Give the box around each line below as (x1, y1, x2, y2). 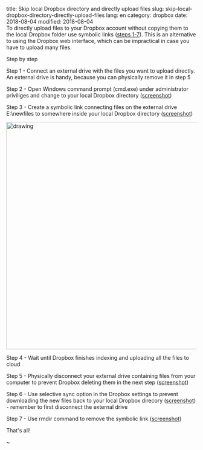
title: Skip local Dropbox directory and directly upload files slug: (6, 5, 164, 12)
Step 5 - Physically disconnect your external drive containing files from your (6, 372, 196, 379)
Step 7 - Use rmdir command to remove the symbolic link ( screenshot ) (6, 415, 182, 422)
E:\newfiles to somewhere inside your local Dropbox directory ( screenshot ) (6, 110, 193, 117)
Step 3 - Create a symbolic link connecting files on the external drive (6, 104, 178, 111)
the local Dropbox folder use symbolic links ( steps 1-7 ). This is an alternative (6, 31, 196, 38)
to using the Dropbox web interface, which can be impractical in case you (6, 38, 190, 44)
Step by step (6, 56, 38, 62)
